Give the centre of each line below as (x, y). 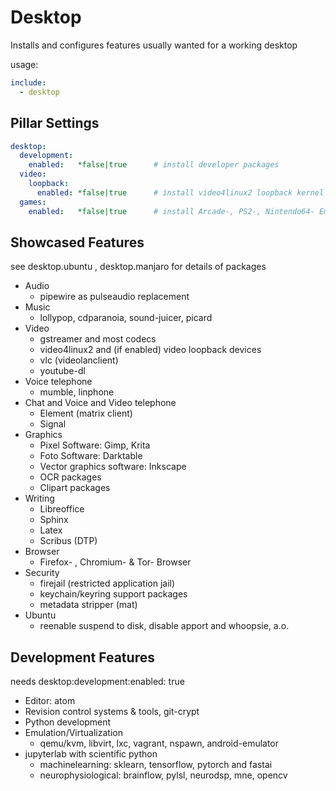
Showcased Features (77, 242)
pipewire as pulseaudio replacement (114, 297)
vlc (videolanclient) (79, 360)
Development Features (82, 657)
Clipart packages (75, 488)
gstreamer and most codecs (98, 339)
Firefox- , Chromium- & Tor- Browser (115, 562)
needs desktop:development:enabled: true (97, 682)
